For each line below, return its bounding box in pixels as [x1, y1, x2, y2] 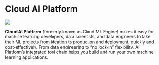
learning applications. [5, 54, 49, 60]
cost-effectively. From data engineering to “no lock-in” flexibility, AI [5, 44, 140, 49]
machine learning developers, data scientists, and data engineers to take [5, 33, 151, 39]
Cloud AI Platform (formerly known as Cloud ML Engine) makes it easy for [5, 28, 154, 34]
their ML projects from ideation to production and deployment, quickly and [5, 39, 154, 45]
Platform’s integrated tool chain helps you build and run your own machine [5, 49, 154, 55]
